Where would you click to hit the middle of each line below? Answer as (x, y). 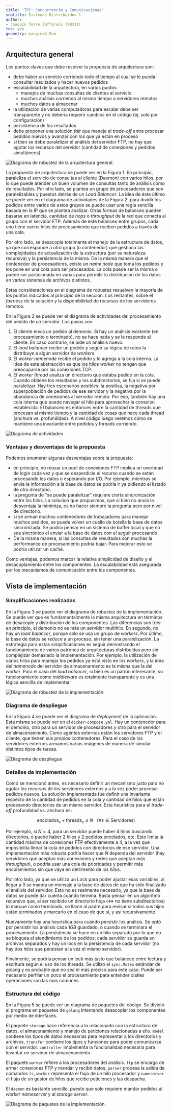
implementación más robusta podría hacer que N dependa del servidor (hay (85, 853)
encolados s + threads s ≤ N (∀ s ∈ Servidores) (86, 821)
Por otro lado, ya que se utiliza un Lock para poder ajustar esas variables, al (85, 880)
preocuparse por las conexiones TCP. (53, 369)
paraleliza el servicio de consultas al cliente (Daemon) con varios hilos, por (84, 178)
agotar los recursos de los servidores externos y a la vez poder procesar (82, 789)
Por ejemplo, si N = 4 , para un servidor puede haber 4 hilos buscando (79, 832)
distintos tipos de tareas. (32, 749)
